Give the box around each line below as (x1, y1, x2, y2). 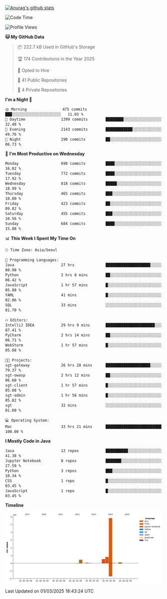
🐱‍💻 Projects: (5, 358, 32, 363)
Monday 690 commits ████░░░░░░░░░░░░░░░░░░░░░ (5, 161, 162, 166)
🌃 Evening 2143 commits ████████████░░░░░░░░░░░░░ (5, 127, 162, 132)
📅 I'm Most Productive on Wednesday (5, 151, 85, 156)
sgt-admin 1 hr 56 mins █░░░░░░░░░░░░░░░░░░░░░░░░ (5, 393, 162, 398)
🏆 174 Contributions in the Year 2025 (17, 56, 95, 62)
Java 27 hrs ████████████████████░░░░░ (5, 263, 162, 268)
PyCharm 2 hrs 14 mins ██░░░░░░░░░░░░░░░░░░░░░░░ (5, 333, 162, 338)
